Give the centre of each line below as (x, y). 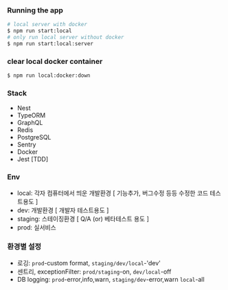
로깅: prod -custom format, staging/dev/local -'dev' (89, 263)
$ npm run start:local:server (50, 43)
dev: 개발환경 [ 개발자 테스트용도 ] (63, 210)
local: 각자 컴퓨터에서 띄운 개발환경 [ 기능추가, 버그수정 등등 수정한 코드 (113, 193)
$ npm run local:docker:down (49, 76)
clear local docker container (55, 61)
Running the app (35, 10)
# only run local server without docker (66, 37)
